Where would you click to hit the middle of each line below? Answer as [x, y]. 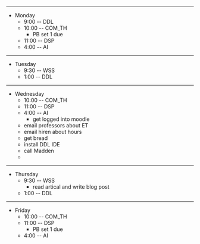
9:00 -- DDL [38, 22]
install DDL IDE [42, 144]
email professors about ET [56, 125]
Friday [23, 210]
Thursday [26, 174]
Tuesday [25, 64]
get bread [36, 138]
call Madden [39, 151]
